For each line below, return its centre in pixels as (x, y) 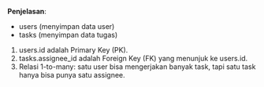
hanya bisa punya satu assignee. (72, 75)
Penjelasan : (27, 11)
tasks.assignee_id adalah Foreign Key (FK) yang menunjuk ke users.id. (133, 58)
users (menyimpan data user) (67, 26)
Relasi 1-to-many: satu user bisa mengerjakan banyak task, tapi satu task (137, 67)
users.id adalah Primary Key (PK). (73, 50)
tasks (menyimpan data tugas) (68, 35)
